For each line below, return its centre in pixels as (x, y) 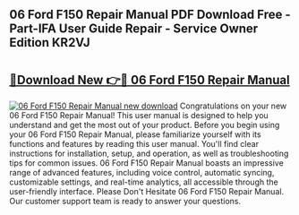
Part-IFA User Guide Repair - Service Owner (134, 29)
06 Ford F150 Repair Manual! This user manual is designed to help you (139, 115)
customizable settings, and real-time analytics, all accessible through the (144, 182)
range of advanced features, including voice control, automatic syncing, (142, 172)
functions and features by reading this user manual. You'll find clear (134, 144)
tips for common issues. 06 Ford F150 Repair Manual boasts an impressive (146, 163)
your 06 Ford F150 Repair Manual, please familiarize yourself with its (135, 134)
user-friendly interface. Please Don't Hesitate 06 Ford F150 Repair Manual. (147, 191)
